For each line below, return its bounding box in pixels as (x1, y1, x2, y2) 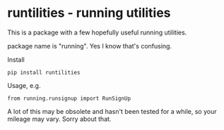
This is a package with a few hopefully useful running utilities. (7, 28, 187, 37)
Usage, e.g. (7, 81, 41, 89)
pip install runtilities (7, 69, 81, 76)
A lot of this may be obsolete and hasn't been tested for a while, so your (7, 107, 217, 115)
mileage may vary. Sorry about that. (7, 115, 112, 123)
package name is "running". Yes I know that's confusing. (7, 41, 172, 50)
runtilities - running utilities (7, 5, 171, 21)
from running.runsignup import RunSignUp (7, 95, 131, 102)
